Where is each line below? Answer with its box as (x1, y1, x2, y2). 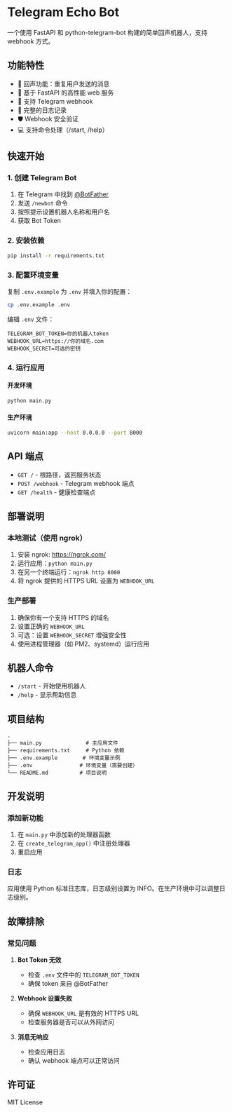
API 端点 (7, 450, 44, 463)
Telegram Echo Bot (7, 4, 120, 20)
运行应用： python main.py (17, 559, 93, 568)
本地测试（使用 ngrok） (7, 533, 88, 543)
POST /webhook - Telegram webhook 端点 (17, 479, 135, 487)
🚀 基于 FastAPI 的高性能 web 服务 (17, 88, 114, 97)
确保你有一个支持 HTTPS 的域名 (17, 613, 110, 621)
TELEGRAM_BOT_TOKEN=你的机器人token (7, 330, 109, 337)
